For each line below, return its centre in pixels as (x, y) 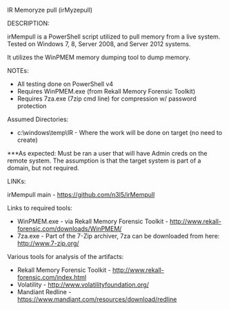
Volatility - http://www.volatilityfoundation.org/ (83, 285)
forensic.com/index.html (52, 277)
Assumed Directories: (38, 119)
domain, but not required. (43, 168)
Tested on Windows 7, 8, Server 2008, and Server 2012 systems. (99, 44)
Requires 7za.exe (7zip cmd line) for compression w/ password (107, 99)
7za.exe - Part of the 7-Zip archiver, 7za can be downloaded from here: (118, 236)
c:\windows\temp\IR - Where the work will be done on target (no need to (120, 133)
